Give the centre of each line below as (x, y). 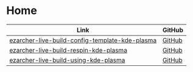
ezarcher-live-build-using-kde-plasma (67, 60)
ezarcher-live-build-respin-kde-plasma (68, 50)
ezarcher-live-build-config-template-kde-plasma (83, 40)
